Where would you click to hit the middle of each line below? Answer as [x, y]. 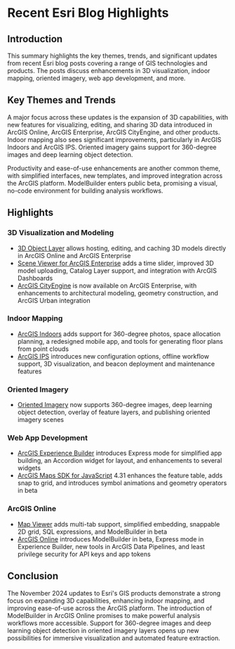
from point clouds [43, 349]
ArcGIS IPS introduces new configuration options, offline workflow [113, 356]
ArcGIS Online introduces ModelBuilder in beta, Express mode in [110, 539]
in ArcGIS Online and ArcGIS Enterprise [74, 255]
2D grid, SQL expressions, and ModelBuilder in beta [92, 532]
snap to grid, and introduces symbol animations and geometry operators [122, 483]
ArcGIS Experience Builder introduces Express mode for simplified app [120, 453]
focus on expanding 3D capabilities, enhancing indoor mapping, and [106, 600]
